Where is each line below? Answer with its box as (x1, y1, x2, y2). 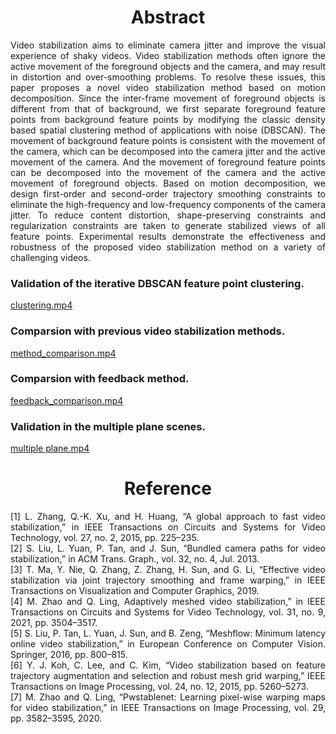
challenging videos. (10, 251, 91, 263)
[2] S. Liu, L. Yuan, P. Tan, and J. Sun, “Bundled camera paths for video (10, 542, 326, 555)
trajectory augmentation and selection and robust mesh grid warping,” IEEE (10, 670, 326, 682)
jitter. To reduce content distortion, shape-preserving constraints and (10, 209, 326, 221)
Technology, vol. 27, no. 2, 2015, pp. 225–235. (10, 532, 200, 544)
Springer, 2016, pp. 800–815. (10, 649, 128, 661)
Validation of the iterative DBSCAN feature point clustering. (10, 276, 305, 290)
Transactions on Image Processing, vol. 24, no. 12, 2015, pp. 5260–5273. (10, 681, 309, 693)
